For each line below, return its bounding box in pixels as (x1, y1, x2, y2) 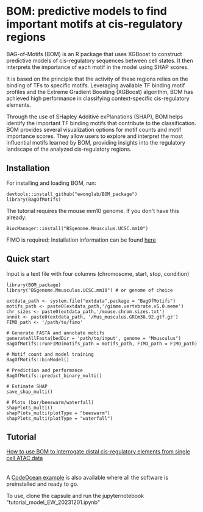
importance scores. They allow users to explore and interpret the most (6, 132, 183, 140)
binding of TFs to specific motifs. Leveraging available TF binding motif (6, 81, 185, 89)
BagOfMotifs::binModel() (6, 356, 69, 362)
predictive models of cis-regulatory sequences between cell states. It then (6, 57, 193, 64)
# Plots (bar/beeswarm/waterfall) (6, 399, 94, 405)
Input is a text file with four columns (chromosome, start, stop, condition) (6, 270, 190, 277)
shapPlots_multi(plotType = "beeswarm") (6, 410, 111, 416)
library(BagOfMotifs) (6, 197, 62, 203)
